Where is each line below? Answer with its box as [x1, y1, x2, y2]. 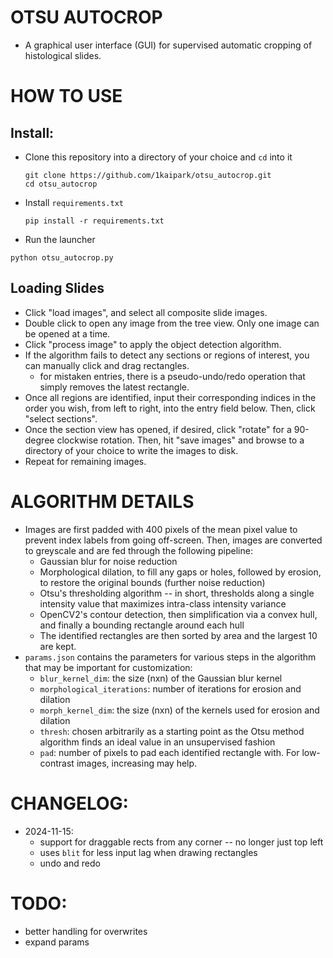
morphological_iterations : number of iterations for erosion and [39, 682, 302, 695]
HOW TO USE [10, 85, 123, 108]
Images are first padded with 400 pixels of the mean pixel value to [24, 523, 298, 535]
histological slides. [24, 49, 102, 61]
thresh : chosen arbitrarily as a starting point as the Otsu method [39, 725, 305, 737]
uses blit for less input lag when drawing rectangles [39, 846, 258, 858]
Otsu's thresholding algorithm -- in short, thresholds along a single [39, 587, 315, 599]
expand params [24, 936, 90, 948]
